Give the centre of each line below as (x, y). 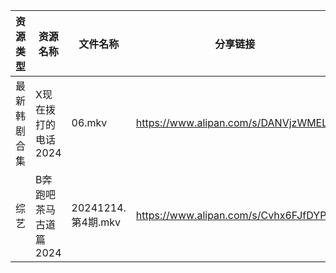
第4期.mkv (96, 222)
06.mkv (89, 122)
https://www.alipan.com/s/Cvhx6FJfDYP (231, 215)
